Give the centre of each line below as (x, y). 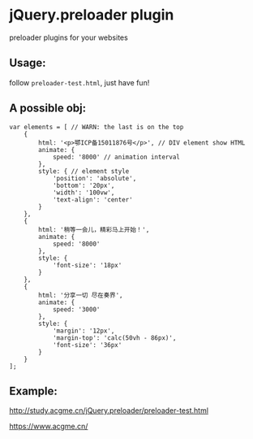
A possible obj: (48, 109)
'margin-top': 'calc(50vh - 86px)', (114, 338)
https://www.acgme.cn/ (49, 426)
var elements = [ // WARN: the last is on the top (96, 127)
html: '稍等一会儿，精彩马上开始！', (94, 229)
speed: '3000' (76, 309)
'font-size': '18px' (87, 265)
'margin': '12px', (84, 331)
